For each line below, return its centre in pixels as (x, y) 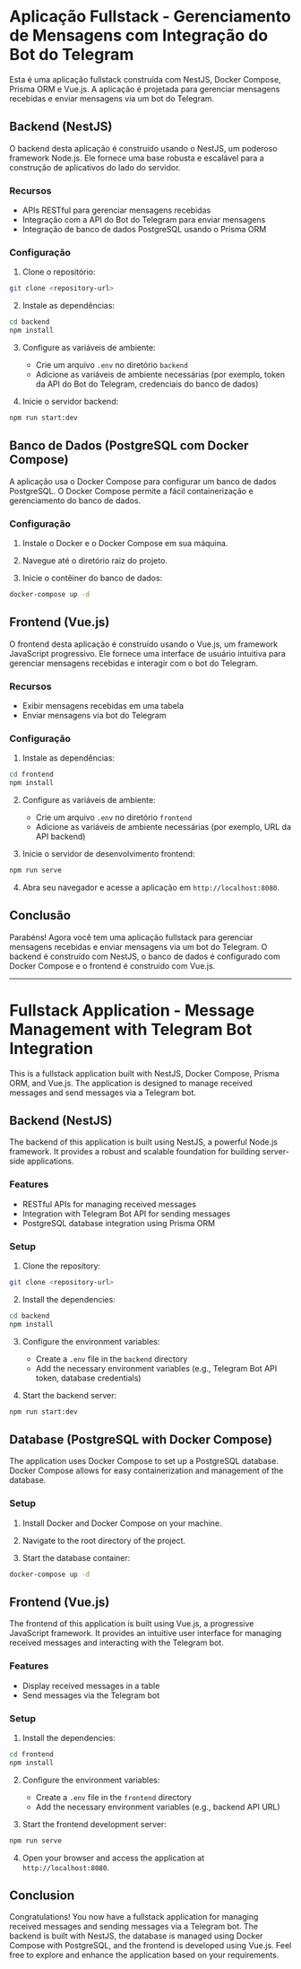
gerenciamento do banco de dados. (75, 501)
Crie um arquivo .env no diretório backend (112, 364)
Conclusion (42, 1895)
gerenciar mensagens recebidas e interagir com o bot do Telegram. (133, 663)
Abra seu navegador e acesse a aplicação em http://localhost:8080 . (151, 887)
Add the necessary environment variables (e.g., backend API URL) (158, 1807)
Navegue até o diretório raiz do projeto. (95, 560)
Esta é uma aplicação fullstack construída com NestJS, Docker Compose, (145, 79)
